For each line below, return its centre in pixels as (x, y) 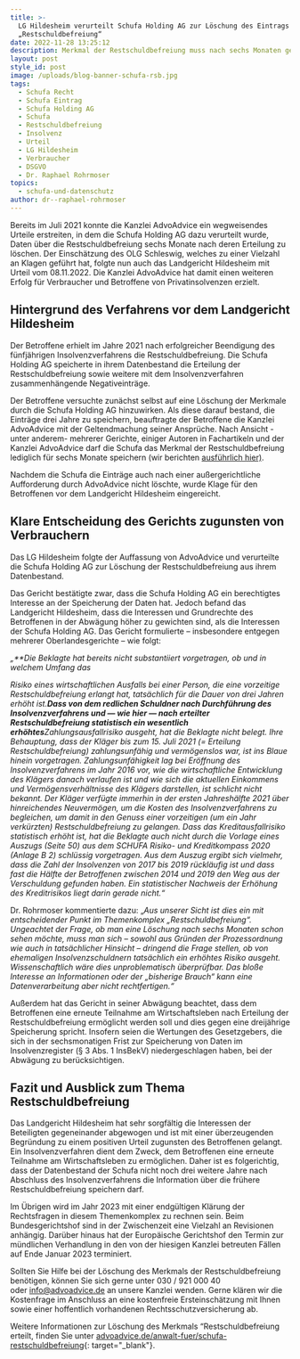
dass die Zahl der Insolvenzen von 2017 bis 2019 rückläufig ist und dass (142, 864)
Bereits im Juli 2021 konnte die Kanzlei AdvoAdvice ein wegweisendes (139, 225)
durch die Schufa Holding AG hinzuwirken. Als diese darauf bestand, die (142, 410)
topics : (24, 184)
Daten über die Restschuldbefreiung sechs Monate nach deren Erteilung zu (148, 244)
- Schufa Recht (46, 92)
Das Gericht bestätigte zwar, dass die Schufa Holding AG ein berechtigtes (146, 593)
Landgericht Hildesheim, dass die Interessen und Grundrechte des (132, 612)
